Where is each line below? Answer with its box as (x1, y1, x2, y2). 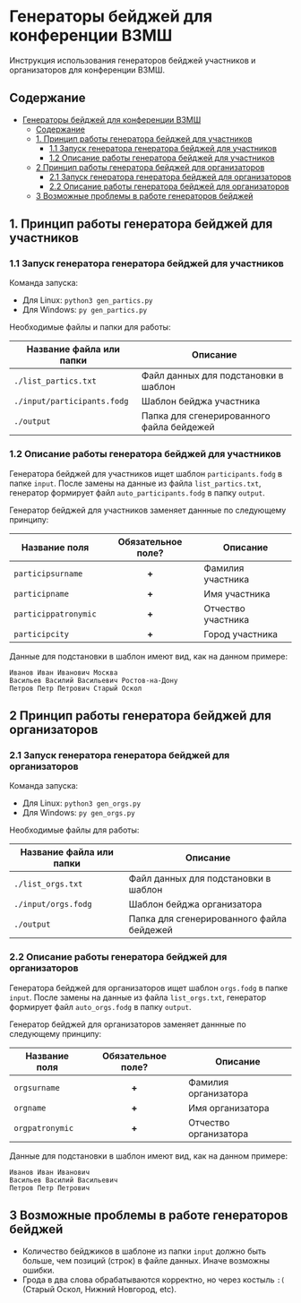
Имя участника (203, 587, 271, 600)
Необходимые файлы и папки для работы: (9, 322, 172, 332)
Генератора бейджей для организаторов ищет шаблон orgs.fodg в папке (9, 982, 288, 993)
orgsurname (13, 1083, 60, 1092)
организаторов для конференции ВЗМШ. (9, 65, 166, 75)
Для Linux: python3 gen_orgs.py (21, 798, 142, 808)
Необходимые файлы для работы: (9, 824, 140, 835)
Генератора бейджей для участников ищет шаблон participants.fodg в (9, 468, 283, 479)
